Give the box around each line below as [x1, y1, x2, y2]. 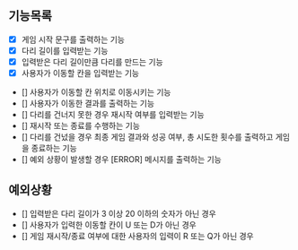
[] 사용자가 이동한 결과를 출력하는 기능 [21, 98, 154, 109]
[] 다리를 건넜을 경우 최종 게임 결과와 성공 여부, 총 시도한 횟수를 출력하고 [21, 132, 274, 142]
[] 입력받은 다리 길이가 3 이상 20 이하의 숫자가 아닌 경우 [21, 208, 216, 219]
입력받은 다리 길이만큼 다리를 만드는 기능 [21, 56, 163, 67]
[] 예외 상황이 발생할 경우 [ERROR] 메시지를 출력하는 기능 [21, 154, 222, 165]
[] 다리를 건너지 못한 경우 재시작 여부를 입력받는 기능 [21, 109, 205, 120]
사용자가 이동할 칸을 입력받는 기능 [21, 68, 140, 78]
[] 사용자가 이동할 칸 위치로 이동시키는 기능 [21, 87, 171, 98]
